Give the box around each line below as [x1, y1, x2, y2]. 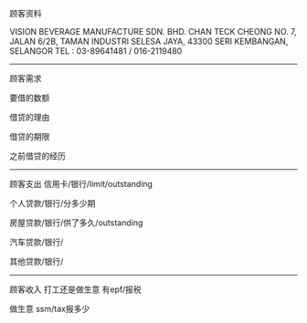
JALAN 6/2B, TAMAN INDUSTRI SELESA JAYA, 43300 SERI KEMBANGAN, [9, 36, 289, 47]
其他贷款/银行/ [9, 256, 64, 266]
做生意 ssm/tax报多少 [9, 304, 90, 314]
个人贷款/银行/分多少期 [9, 198, 96, 208]
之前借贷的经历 [9, 151, 66, 161]
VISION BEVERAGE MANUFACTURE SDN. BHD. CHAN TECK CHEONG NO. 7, [9, 26, 297, 36]
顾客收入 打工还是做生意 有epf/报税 [9, 284, 142, 295]
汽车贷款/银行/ [9, 236, 64, 247]
